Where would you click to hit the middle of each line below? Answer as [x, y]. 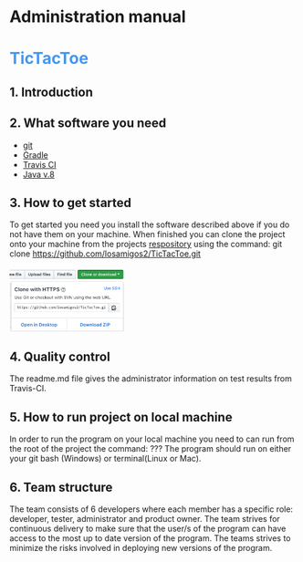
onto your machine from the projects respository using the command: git [146, 245]
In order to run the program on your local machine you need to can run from [152, 439]
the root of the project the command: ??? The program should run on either [151, 449]
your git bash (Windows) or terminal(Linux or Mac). [105, 459]
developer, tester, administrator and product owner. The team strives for [145, 518]
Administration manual [98, 17]
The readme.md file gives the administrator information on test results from [151, 379]
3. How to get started [71, 203]
